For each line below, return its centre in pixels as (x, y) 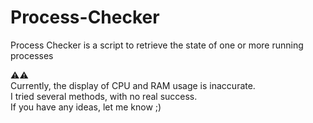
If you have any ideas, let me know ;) (86, 107)
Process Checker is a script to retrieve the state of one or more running (157, 45)
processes (32, 55)
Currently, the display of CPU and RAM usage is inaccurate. (133, 85)
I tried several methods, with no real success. (104, 96)
